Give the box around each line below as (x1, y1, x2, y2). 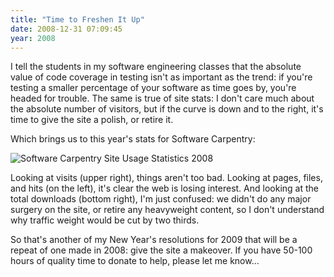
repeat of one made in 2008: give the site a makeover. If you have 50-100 (10, 244, 313, 256)
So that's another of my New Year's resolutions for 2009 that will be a (10, 234, 298, 246)
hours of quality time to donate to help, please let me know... (10, 255, 260, 267)
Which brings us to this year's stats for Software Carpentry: (10, 133, 256, 145)
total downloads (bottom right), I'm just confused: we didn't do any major (10, 193, 312, 205)
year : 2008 (10, 33, 56, 43)
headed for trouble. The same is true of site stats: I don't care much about (10, 92, 315, 105)
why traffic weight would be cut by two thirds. (10, 214, 200, 226)
